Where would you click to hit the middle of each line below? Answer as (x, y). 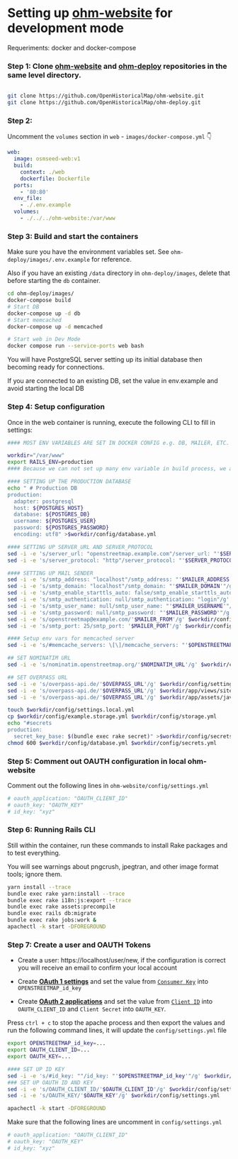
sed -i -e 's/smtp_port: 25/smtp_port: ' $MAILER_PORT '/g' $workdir (109, 626)
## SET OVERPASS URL (38, 677)
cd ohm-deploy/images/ (41, 294)
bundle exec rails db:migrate (52, 914)
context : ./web (42, 172)
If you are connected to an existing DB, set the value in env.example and (113, 381)
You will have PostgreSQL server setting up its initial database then (105, 360)
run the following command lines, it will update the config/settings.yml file (117, 1031)
